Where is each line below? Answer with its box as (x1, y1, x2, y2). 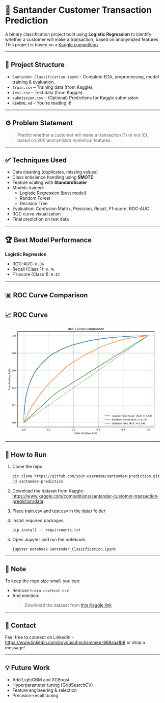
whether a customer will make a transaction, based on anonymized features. (5, 36, 160, 42)
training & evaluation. (12, 79, 55, 85)
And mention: (12, 593, 40, 598)
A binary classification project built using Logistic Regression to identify (5, 31, 152, 37)
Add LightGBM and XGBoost (12, 676, 70, 682)
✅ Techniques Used (5, 156, 67, 164)
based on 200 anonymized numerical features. (17, 137, 112, 143)
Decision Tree (19, 201, 48, 207)
